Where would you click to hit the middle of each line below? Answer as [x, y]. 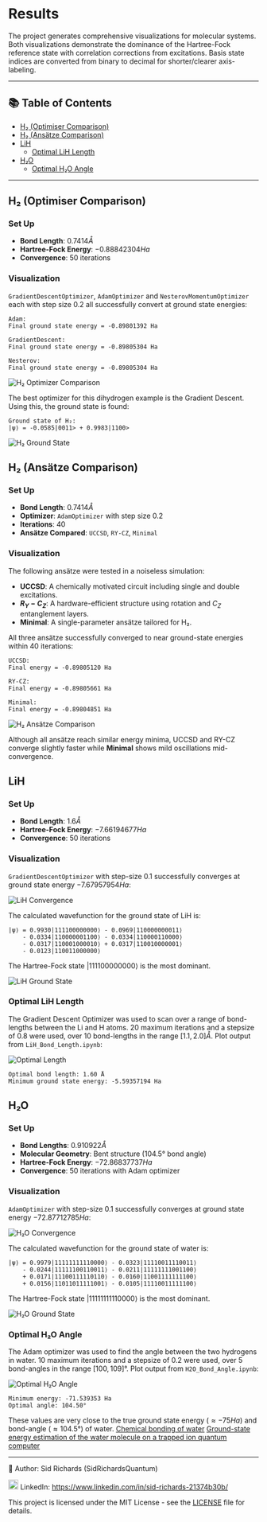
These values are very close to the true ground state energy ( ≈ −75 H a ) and [133, 1420]
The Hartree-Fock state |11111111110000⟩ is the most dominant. [109, 1298]
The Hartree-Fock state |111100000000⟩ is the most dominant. [110, 965]
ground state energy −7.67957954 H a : [70, 885]
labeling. [22, 69]
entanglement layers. [54, 613]
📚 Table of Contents [60, 103]
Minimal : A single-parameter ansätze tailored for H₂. [106, 622]
